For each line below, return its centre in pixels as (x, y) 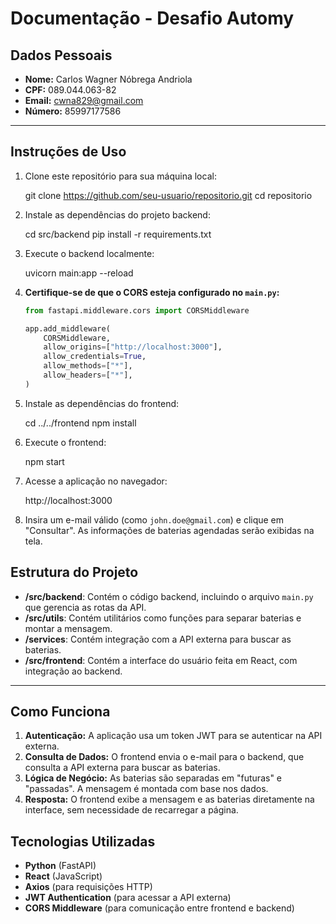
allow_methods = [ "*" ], (88, 366)
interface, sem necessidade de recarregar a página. (131, 810)
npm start (44, 461)
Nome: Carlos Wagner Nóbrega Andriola (108, 79)
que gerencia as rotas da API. (85, 607)
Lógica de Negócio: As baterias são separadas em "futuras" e (153, 778)
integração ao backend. (73, 671)
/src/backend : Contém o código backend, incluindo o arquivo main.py (169, 596)
